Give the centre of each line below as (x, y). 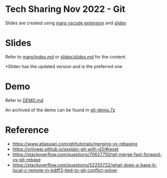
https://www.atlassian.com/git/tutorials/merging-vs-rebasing (75, 144)
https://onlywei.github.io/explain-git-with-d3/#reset (65, 149)
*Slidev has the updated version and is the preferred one (64, 66)
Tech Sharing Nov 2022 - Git (65, 9)
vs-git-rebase (26, 160)
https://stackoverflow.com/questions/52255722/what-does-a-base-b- (85, 165)
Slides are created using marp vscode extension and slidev (66, 23)
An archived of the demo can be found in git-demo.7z (60, 110)
